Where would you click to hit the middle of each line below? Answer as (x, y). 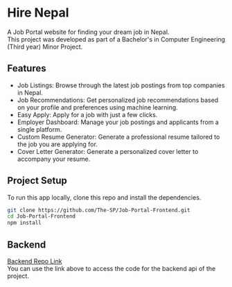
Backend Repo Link (35, 261)
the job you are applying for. (57, 144)
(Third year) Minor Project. (45, 46)
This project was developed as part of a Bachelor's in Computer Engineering (116, 39)
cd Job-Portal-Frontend (42, 216)
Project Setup (37, 181)
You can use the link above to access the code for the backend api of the (111, 269)
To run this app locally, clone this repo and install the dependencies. (104, 197)
